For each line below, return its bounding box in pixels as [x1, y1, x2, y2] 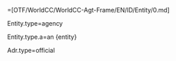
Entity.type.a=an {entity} [7, 33, 78, 41]
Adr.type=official [7, 46, 55, 54]
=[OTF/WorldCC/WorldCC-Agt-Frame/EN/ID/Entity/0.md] [7, 6, 170, 14]
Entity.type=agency [7, 19, 63, 27]
